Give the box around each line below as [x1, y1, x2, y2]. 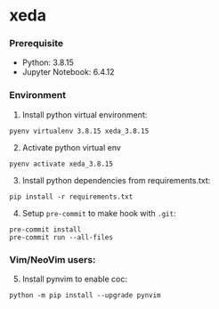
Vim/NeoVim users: [9, 253, 96, 265]
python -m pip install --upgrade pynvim [9, 291, 162, 300]
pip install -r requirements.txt [9, 192, 134, 201]
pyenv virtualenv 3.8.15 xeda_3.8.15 [9, 126, 150, 135]
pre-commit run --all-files [9, 232, 114, 241]
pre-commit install [9, 224, 82, 234]
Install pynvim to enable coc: [21, 273, 127, 285]
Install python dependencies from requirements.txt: [21, 175, 211, 185]
